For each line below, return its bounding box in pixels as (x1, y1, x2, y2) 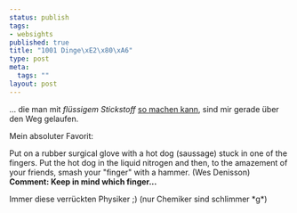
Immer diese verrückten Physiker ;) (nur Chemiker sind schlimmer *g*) (9, 193, 268, 204)
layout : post (9, 79, 58, 88)
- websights (9, 29, 53, 38)
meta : (9, 63, 29, 72)
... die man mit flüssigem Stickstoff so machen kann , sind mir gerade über (9, 103, 280, 114)
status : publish (9, 12, 69, 22)
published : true (9, 37, 69, 47)
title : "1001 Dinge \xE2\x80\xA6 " (9, 46, 133, 55)
